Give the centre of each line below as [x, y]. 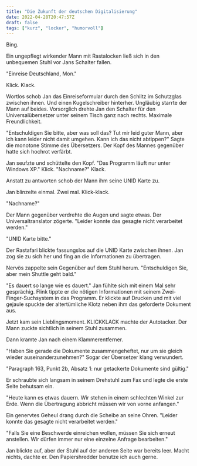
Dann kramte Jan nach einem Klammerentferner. [65, 339]
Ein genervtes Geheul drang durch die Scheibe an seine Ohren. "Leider [92, 415]
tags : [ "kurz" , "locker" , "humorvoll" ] [55, 28]
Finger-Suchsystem [30, 298]
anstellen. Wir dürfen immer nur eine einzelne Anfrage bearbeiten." [87, 440]
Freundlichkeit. [24, 122]
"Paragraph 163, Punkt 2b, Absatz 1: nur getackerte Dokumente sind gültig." [98, 369]
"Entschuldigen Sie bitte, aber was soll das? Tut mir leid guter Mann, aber [95, 133]
